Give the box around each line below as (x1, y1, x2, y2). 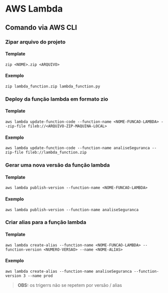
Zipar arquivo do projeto (5, 38, 66, 45)
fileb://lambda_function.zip (25, 150, 87, 155)
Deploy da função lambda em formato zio (5, 95, 108, 103)
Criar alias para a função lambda (5, 219, 87, 226)
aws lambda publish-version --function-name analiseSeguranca (5, 207, 139, 212)
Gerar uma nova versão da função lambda (5, 162, 110, 169)
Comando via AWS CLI (5, 23, 77, 32)
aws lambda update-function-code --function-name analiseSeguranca (5, 145, 150, 151)
